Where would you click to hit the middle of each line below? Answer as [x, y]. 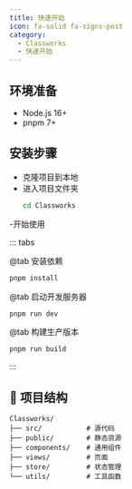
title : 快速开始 [37, 18]
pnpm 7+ [39, 122]
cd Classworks [49, 205]
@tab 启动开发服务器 [48, 297]
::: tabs [22, 242]
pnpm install [34, 278]
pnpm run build [38, 349]
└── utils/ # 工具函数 [66, 477]
